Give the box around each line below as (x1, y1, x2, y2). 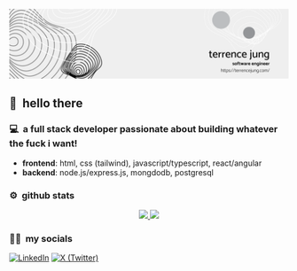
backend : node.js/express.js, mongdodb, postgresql (21, 166, 215, 177)
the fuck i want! (9, 137, 78, 150)
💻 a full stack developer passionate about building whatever (9, 123, 278, 135)
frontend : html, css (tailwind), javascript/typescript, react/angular (21, 158, 262, 168)
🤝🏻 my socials (9, 232, 73, 244)
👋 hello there (9, 96, 83, 111)
